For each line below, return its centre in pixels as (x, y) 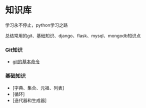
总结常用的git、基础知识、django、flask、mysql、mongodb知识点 (73, 35)
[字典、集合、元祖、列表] (38, 87)
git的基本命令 (26, 62)
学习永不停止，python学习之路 (36, 25)
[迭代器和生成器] (29, 100)
